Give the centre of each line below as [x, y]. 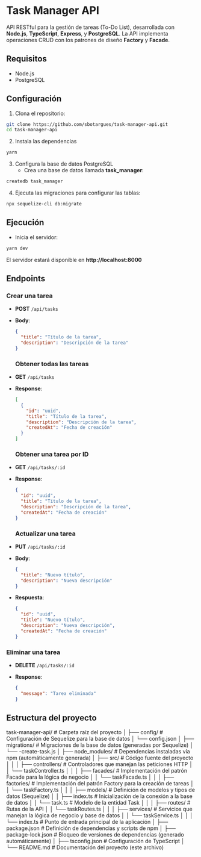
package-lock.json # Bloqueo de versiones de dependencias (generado [95, 835]
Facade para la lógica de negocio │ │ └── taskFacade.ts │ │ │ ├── [90, 777]
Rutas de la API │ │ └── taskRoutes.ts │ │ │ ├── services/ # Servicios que [99, 809]
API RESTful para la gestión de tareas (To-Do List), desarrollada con [90, 27]
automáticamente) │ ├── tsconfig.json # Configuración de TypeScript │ [96, 841]
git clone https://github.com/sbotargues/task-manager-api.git [87, 124]
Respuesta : [29, 597]
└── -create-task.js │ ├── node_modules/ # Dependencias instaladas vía [98, 752]
